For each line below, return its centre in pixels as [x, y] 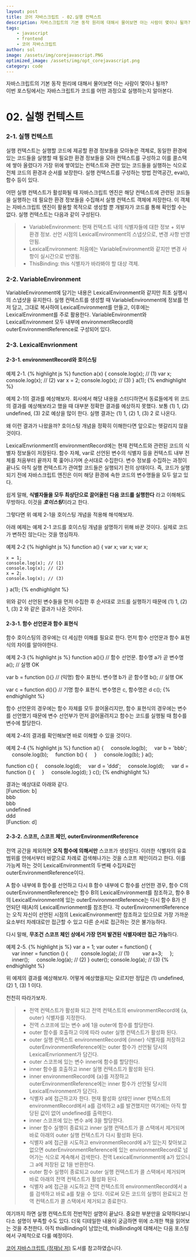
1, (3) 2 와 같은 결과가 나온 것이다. [45, 609]
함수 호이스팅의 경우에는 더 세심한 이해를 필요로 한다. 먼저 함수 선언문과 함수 [93, 638]
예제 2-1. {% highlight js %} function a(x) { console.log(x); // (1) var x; [89, 374]
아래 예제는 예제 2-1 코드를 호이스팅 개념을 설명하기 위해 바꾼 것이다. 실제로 [92, 527]
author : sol [20, 50]
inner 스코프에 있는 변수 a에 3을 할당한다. [76, 1120]
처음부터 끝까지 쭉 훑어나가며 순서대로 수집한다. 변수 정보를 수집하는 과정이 [102, 460]
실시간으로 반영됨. [61, 256]
